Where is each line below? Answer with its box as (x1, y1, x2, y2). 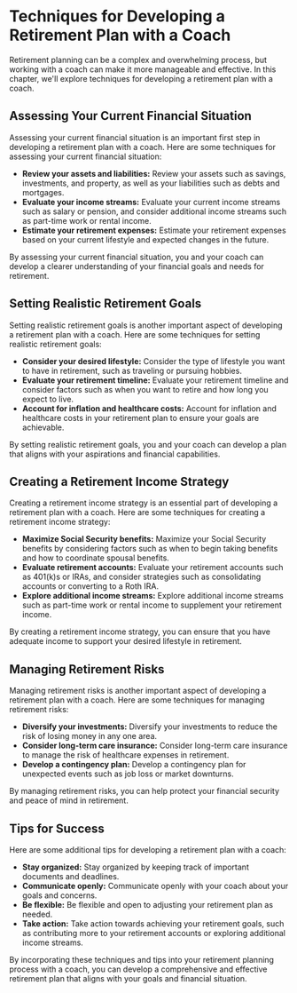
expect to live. (21, 393, 74, 404)
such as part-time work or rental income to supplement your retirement (21, 600, 282, 610)
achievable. (21, 422, 65, 433)
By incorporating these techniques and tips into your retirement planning (9, 955, 275, 965)
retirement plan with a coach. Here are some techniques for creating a (9, 507, 266, 518)
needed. (21, 909, 53, 919)
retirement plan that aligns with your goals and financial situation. (9, 973, 247, 983)
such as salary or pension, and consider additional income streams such (21, 206, 287, 217)
